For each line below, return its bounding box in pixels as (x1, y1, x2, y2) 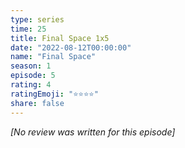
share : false (10, 98, 65, 108)
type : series (10, 14, 65, 25)
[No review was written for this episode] (10, 126, 176, 138)
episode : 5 (10, 71, 56, 81)
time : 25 (10, 24, 47, 34)
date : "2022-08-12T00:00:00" (10, 42, 132, 53)
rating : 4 (10, 80, 52, 90)
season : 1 (10, 61, 52, 71)
